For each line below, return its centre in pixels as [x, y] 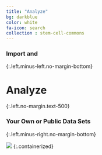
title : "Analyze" [27, 11]
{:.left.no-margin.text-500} [38, 106]
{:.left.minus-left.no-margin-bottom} [50, 66]
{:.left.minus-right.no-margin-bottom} [51, 134]
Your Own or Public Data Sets [48, 122]
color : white [22, 22]
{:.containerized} [33, 146]
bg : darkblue [22, 17]
